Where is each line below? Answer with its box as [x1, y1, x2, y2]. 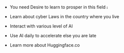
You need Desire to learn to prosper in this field [9, 4, 106, 10]
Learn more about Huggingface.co [9, 42, 80, 48]
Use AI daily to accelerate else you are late [9, 33, 97, 38]
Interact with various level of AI [9, 23, 73, 29]
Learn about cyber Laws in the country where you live [9, 14, 120, 19]
